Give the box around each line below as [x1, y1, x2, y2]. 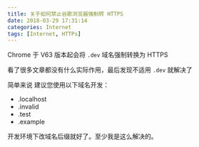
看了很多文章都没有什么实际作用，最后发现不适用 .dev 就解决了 [7, 65, 193, 75]
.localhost [17, 95, 47, 104]
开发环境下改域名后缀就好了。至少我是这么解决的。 [7, 132, 158, 141]
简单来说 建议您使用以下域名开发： [7, 81, 109, 89]
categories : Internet [7, 23, 72, 31]
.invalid [17, 102, 39, 111]
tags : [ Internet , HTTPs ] [7, 30, 81, 38]
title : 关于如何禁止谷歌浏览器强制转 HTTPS [7, 10, 123, 18]
